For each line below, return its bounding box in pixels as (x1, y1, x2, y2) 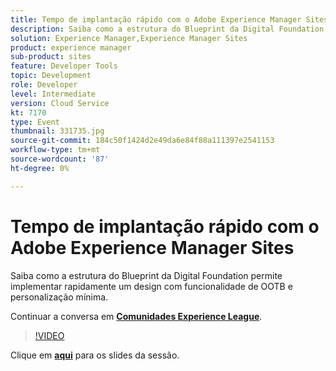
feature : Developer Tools (10, 61, 118, 71)
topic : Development (10, 71, 92, 81)
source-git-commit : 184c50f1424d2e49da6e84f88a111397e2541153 (10, 136, 275, 146)
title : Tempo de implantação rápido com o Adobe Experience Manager (10, 14, 302, 25)
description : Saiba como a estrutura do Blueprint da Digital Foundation (10, 24, 325, 34)
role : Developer (10, 80, 78, 90)
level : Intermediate (10, 89, 97, 99)
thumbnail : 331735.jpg (10, 126, 105, 136)
